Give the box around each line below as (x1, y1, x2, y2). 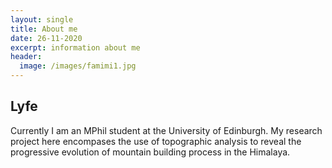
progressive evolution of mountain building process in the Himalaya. (10, 146, 291, 158)
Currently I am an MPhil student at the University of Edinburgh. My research (10, 124, 323, 136)
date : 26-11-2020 (10, 33, 83, 43)
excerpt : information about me (10, 42, 141, 53)
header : (10, 52, 43, 62)
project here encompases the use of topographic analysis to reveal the (10, 135, 302, 147)
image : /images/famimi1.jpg (19, 61, 137, 71)
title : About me (10, 24, 78, 34)
